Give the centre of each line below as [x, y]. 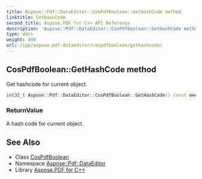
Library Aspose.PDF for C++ [50, 169]
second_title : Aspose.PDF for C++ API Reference [68, 23]
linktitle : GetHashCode [36, 17]
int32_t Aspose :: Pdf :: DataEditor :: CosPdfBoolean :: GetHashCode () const [96, 95]
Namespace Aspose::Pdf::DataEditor [60, 163]
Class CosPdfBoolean [42, 157]
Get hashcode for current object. [47, 84]
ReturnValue [25, 111]
